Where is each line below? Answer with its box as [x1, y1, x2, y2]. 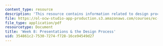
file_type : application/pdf [5, 20, 62, 25]
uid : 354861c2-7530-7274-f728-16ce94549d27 [5, 34, 95, 39]
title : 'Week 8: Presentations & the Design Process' [5, 29, 116, 34]
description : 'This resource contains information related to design [5, 11, 149, 16]
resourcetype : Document [5, 25, 53, 30]
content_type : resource [5, 7, 53, 12]
